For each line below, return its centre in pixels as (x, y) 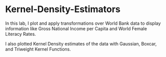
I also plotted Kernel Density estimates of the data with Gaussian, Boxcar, (81, 43)
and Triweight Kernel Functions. (38, 49)
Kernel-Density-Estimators (63, 9)
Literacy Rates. (21, 34)
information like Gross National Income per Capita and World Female (76, 28)
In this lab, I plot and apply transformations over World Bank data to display (83, 23)
